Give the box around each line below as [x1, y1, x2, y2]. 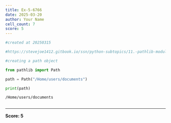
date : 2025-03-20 [5, 12, 42, 17]
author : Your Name [5, 17, 44, 22]
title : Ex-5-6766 [5, 7, 42, 13]
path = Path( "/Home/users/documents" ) [5, 76, 88, 81]
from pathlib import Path [5, 67, 60, 72]
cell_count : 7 [5, 21, 36, 27]
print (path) [5, 86, 31, 91]
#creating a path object [5, 58, 58, 63]
